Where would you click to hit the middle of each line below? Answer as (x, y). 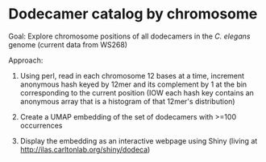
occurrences (41, 125)
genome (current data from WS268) (68, 44)
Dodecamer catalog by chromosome (133, 14)
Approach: (26, 60)
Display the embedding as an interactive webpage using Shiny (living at (139, 140)
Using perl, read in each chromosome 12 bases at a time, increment (132, 75)
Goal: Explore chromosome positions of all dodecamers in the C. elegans (129, 36)
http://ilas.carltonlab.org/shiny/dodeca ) (85, 149)
